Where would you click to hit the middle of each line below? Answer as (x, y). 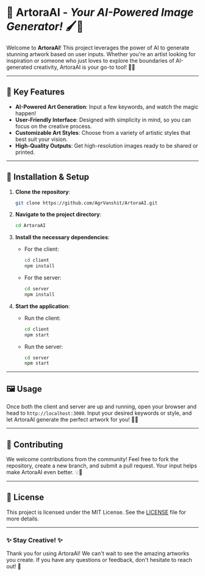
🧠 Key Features (36, 92)
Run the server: (44, 347)
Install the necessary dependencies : (62, 237)
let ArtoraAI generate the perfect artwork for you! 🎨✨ (72, 420)
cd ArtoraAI (30, 226)
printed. (25, 152)
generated (19, 67)
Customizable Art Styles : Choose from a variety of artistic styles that (103, 132)
